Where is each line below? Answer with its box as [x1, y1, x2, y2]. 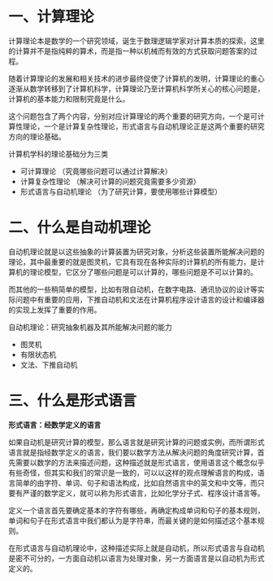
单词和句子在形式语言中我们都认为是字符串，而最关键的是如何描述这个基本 [8, 515, 258, 526]
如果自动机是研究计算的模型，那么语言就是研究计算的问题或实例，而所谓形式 [8, 437, 265, 447]
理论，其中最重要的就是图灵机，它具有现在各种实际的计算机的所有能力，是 [8, 257, 258, 266]
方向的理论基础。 [8, 131, 66, 141]
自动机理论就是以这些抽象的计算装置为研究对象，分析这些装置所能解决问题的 [8, 246, 265, 257]
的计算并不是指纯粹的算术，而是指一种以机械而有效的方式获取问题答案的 [8, 46, 250, 55]
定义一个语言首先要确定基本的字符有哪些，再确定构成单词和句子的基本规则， [8, 505, 265, 515]
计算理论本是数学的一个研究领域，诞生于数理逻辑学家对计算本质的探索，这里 [8, 36, 265, 46]
